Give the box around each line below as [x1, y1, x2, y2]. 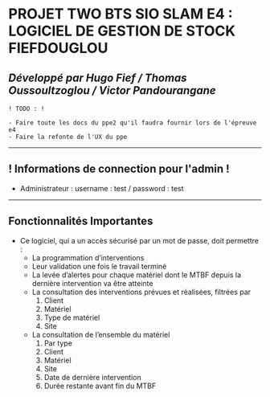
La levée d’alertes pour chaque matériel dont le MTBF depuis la [31, 270, 242, 280]
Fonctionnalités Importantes [8, 215, 153, 228]
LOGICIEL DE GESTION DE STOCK [8, 22, 235, 40]
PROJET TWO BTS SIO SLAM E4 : [8, 5, 233, 23]
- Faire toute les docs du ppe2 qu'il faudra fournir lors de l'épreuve [8, 119, 257, 127]
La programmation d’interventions [31, 252, 145, 262]
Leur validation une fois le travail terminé [31, 261, 167, 271]
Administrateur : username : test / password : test [19, 183, 184, 193]
